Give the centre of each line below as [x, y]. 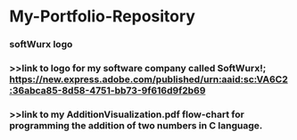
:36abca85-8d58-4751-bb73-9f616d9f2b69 [107, 91]
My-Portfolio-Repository [103, 16]
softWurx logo [41, 45]
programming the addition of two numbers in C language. [136, 125]
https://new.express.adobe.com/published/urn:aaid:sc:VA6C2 [148, 79]
